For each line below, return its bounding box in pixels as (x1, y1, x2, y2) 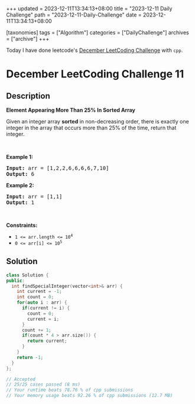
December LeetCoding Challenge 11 (6, 67, 184, 81)
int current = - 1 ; (17, 289, 62, 295)
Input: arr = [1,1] (6, 193, 63, 200)
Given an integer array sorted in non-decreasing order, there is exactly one (6, 118, 189, 125)
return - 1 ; (17, 354, 44, 360)
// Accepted (6, 376, 35, 382)
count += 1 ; (21, 327, 51, 333)
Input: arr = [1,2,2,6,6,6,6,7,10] (6, 165, 109, 171)
